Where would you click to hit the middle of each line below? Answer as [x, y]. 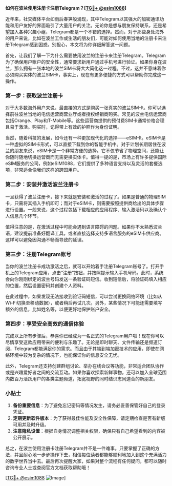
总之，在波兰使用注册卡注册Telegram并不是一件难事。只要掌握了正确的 [80, 449]
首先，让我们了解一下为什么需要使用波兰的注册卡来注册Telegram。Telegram [86, 55]
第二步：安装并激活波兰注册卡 [42, 185]
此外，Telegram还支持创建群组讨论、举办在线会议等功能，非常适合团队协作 [85, 366]
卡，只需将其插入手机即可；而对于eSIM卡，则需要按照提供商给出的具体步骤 [85, 203]
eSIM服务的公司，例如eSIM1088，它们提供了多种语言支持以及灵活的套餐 [82, 164]
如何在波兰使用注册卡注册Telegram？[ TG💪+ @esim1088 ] [66, 8]
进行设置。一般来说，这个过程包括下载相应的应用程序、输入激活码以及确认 [84, 209]
